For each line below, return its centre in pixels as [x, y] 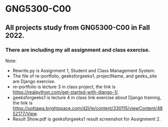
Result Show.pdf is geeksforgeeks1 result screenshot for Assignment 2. [87, 119]
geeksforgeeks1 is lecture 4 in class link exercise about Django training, [87, 97]
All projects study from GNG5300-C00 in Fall [78, 28]
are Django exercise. [34, 81]
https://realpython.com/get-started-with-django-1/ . [66, 92]
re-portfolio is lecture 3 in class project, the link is [64, 87]
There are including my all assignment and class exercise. [78, 50]
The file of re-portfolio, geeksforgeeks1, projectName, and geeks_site [85, 76]
